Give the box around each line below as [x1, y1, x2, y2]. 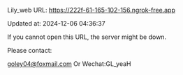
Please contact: [7, 47, 52, 54]
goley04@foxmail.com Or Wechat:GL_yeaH [7, 60, 131, 68]
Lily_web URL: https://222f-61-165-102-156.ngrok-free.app [7, 6, 176, 14]
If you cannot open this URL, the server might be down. [7, 33, 166, 41]
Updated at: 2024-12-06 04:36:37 [7, 19, 106, 27]
